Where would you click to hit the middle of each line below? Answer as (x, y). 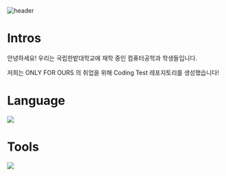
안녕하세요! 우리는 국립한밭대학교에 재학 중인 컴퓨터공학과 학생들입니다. (102, 58)
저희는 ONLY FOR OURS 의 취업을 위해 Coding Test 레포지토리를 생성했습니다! (113, 73)
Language (36, 101)
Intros (24, 38)
